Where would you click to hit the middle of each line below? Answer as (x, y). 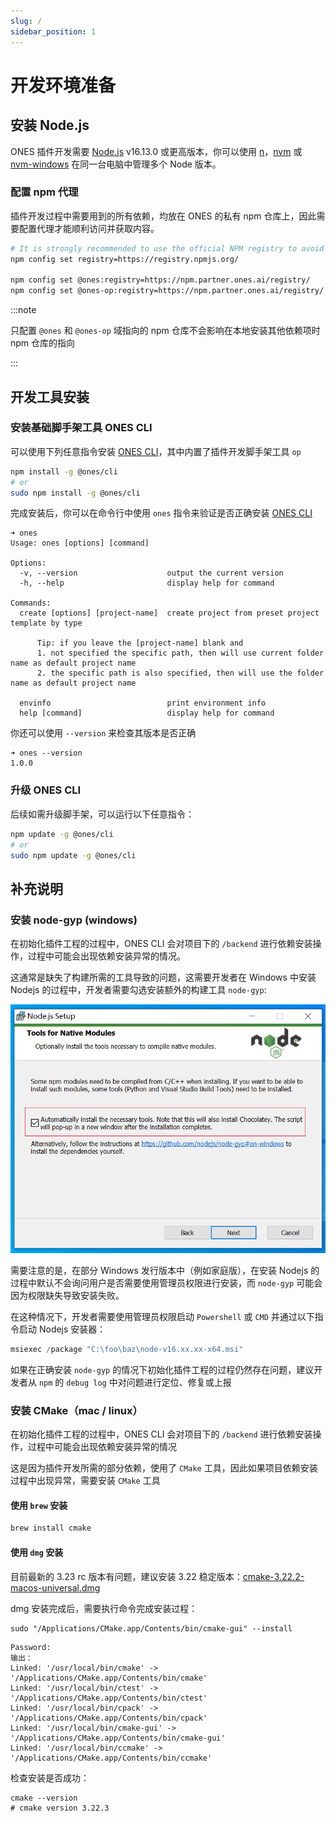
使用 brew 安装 (39, 1505)
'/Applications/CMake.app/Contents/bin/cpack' (109, 1718)
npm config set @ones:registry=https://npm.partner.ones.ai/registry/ (160, 280)
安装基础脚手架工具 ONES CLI (81, 428)
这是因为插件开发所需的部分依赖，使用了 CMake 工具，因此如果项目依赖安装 (164, 1468)
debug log (86, 1383)
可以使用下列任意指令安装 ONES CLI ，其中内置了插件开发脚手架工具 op (156, 451)
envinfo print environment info (143, 703)
